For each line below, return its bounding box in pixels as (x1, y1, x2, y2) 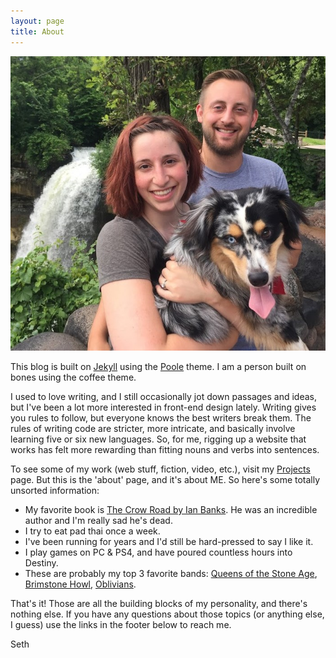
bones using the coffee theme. (10, 371, 137, 384)
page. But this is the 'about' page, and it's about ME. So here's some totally (10, 474, 321, 486)
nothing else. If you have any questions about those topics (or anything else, (10, 608, 325, 620)
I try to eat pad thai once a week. (24, 525, 161, 537)
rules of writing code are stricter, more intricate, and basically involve (10, 423, 296, 435)
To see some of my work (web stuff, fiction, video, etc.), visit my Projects (10, 463, 311, 475)
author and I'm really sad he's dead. (24, 515, 173, 527)
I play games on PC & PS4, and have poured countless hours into (24, 546, 293, 559)
